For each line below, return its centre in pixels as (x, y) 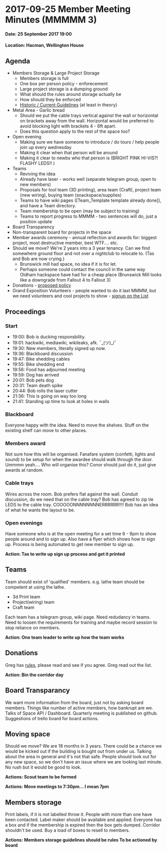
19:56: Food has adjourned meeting (49, 369)
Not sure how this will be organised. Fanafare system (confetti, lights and (80, 454)
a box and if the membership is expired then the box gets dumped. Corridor (83, 825)
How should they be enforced (50, 100)
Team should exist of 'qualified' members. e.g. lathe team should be (75, 582)
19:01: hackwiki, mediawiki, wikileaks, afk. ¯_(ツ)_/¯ (65, 343)
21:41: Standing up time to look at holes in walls (61, 401)
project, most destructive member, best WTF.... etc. (65, 243)
